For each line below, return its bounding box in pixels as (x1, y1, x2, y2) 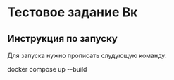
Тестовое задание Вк (7, 4, 138, 21)
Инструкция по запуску (7, 33, 118, 45)
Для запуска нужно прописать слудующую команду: (7, 51, 167, 59)
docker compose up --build (7, 65, 87, 73)
